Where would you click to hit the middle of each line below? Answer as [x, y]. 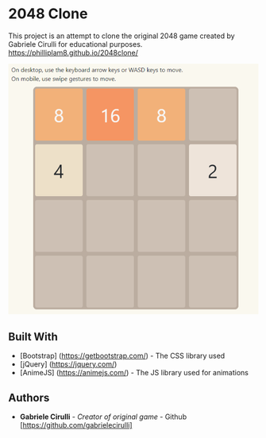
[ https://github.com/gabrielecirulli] [76, 425]
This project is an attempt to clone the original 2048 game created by [122, 36]
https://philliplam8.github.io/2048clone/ [73, 52]
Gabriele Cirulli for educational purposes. [75, 44]
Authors [29, 398]
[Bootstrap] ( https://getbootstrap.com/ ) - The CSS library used [122, 356]
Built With [33, 337]
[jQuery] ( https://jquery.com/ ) [68, 364]
